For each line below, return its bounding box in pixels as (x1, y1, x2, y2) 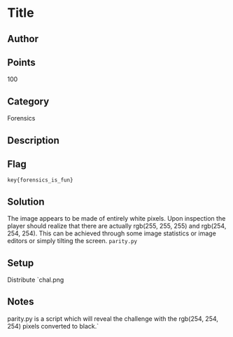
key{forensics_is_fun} (7, 177, 73, 184)
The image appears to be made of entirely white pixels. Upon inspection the (7, 214, 226, 223)
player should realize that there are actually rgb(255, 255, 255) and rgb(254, (7, 222, 227, 231)
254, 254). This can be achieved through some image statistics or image (7, 229, 217, 238)
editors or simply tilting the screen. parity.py (7, 237, 138, 245)
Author (7, 33, 38, 45)
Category (7, 95, 50, 107)
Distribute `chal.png (7, 275, 64, 284)
